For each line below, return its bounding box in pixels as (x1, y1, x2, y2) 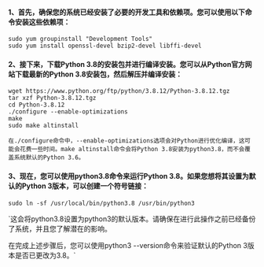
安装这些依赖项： (14, 17, 71, 27)
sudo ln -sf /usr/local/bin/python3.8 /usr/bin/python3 (8, 199, 195, 207)
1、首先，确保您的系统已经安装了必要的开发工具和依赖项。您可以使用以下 (8, 7, 246, 17)
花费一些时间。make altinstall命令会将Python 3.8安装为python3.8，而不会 (19, 146, 245, 154)
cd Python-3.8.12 (8, 101, 65, 109)
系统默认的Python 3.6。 (13, 154, 85, 161)
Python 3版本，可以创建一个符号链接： (21, 181, 149, 191)
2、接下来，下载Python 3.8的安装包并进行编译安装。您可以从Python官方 (8, 59, 246, 69)
